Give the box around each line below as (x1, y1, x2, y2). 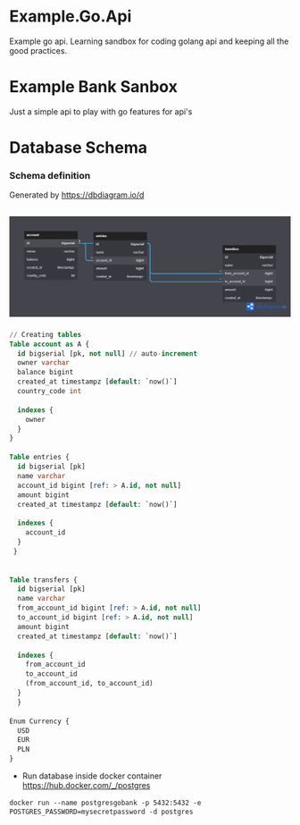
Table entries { (9, 453, 70, 462)
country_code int (17, 387, 82, 396)
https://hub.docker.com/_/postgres (21, 780, 151, 791)
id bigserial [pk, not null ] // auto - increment (17, 349, 198, 358)
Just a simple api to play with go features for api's (9, 105, 193, 117)
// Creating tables (9, 330, 82, 339)
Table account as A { (9, 340, 90, 349)
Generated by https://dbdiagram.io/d (9, 189, 145, 200)
